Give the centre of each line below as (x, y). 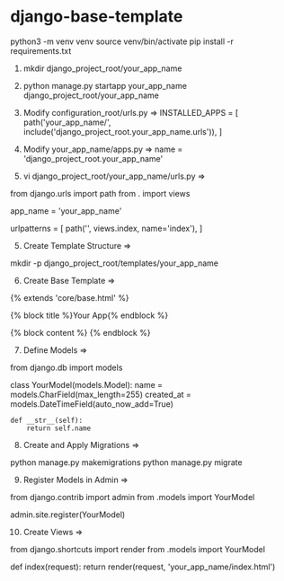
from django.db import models (67, 367)
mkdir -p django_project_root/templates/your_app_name (115, 263)
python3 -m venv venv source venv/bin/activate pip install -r (122, 41)
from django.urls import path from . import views (100, 193)
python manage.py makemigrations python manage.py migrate (126, 462)
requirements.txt (41, 50)
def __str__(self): (47, 420)
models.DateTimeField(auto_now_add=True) (92, 404)
